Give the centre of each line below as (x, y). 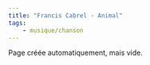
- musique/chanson (53, 30)
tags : (17, 23)
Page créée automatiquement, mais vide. (76, 53)
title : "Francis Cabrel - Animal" (66, 15)
